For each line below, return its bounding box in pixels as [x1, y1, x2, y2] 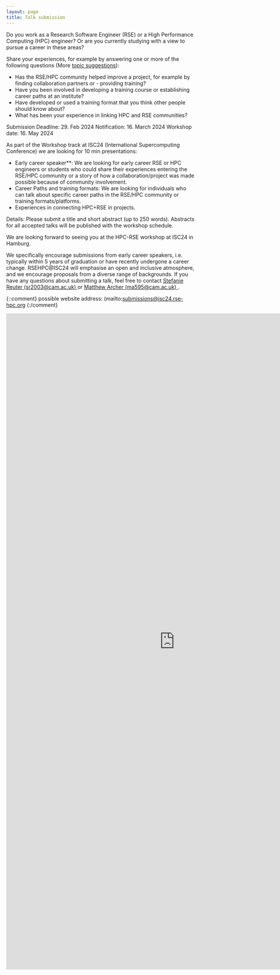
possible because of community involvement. [14, 178, 127, 185]
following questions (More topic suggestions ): [6, 61, 120, 69]
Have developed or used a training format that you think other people [14, 98, 185, 106]
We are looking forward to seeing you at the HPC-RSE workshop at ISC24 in [6, 233, 193, 241]
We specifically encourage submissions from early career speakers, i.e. [6, 251, 183, 259]
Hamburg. [6, 239, 31, 247]
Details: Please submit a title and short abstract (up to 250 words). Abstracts [6, 215, 195, 223]
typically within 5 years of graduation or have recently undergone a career [6, 257, 190, 265]
